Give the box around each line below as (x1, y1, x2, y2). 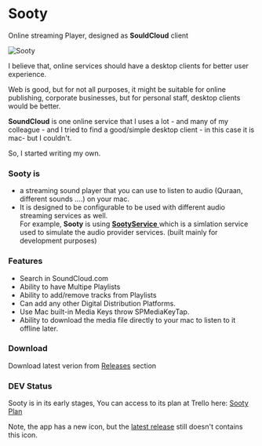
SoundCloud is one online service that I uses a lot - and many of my (8, 116, 229, 126)
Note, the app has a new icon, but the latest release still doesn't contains (8, 422, 243, 432)
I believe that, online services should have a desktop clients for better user (8, 60, 249, 71)
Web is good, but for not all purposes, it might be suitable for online (8, 84, 226, 94)
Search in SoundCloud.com (19, 273, 108, 283)
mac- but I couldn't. (8, 133, 72, 142)
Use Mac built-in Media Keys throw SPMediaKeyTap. (19, 307, 190, 316)
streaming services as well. (19, 211, 108, 221)
